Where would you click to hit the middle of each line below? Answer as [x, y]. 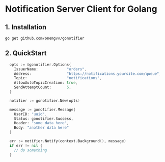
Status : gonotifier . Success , [44, 118]
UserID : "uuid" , [31, 114]
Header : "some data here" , [41, 123]
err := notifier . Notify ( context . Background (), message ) [68, 141]
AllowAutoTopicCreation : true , [46, 83]
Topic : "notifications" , [58, 78]
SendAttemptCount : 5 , [42, 87]
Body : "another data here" [41, 128]
